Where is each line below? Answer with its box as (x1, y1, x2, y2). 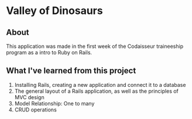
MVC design (14, 93, 45, 100)
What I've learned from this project (6, 66, 136, 76)
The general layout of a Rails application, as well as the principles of (14, 87, 179, 94)
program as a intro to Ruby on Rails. (6, 49, 92, 56)
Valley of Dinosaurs (6, 4, 104, 17)
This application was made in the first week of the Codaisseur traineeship (6, 43, 183, 50)
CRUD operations (14, 106, 57, 113)
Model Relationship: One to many (14, 100, 95, 107)
